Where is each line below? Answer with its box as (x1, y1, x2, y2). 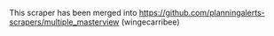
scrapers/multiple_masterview (9, 17, 120, 27)
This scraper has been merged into (9, 8, 137, 18)
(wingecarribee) (121, 17, 180, 27)
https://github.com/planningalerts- (138, 8, 265, 18)
